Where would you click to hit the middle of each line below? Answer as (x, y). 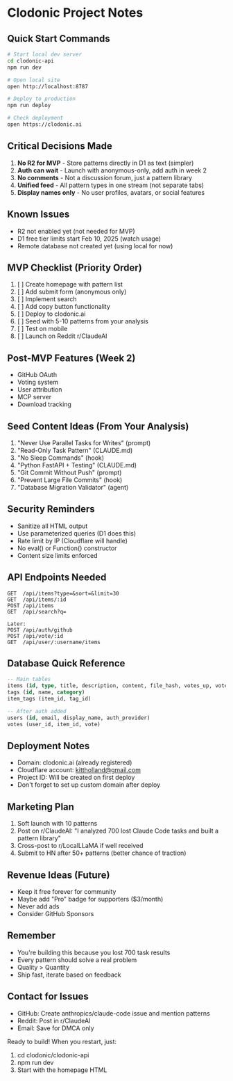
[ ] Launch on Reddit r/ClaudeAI (62, 336)
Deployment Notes (49, 746)
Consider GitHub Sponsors (55, 913)
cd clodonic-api (31, 61)
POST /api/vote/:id (35, 636)
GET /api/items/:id (37, 600)
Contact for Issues (48, 996)
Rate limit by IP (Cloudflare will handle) (72, 540)
